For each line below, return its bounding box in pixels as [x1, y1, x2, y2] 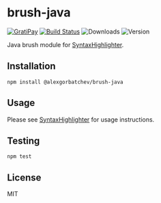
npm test [7, 153, 32, 160]
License [7, 172, 42, 183]
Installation [7, 60, 56, 72]
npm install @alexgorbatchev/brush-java [7, 79, 124, 85]
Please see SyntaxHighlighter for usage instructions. [7, 115, 155, 124]
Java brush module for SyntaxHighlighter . [7, 40, 124, 49]
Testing [7, 135, 40, 146]
